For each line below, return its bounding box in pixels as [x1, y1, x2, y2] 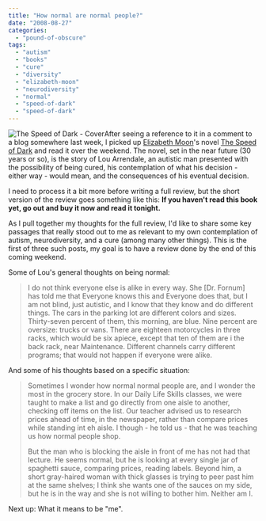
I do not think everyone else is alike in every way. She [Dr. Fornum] [27, 283, 245, 292]
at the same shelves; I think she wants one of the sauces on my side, [27, 481, 253, 489]
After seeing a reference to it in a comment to [104, 129, 253, 139]
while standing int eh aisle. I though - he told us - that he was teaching [27, 423, 257, 432]
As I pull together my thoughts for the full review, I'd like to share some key [8, 219, 252, 228]
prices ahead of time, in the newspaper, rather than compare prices [27, 415, 249, 424]
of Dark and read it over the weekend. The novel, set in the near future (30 [8, 146, 252, 155]
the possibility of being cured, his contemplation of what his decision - [8, 163, 238, 172]
